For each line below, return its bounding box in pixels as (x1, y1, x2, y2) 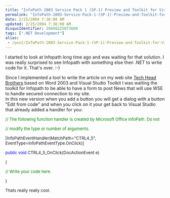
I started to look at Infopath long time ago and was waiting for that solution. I (5, 54, 164, 60)
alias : (5, 36, 19, 41)
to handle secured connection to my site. (5, 90, 91, 96)
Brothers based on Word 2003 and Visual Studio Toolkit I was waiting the (5, 80, 158, 86)
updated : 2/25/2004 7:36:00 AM (5, 21, 71, 27)
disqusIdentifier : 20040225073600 (5, 26, 78, 31)
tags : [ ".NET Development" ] (5, 31, 65, 36)
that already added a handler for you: (5, 106, 83, 112)
